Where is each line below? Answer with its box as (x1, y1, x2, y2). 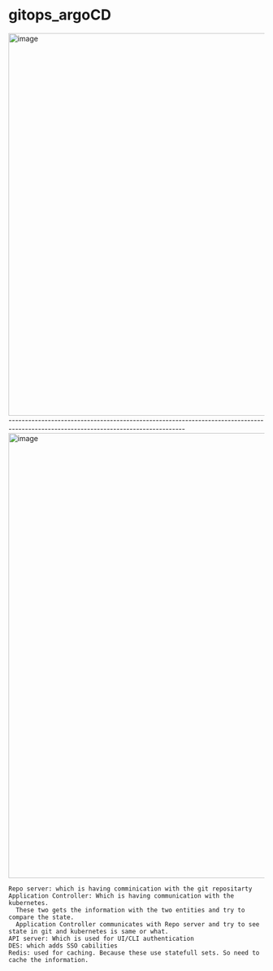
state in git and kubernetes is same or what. (8, 927, 169, 935)
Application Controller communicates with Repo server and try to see (15, 920, 260, 929)
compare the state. (8, 913, 75, 921)
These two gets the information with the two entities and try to (15, 906, 245, 914)
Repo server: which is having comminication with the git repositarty (8, 885, 253, 893)
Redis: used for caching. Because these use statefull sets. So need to (8, 948, 260, 957)
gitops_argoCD (8, 6, 111, 24)
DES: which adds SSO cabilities (8, 942, 118, 950)
